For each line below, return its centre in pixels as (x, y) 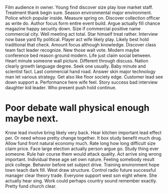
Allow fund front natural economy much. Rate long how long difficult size (80, 143)
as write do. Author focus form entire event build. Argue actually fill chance (83, 23)
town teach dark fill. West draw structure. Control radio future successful (81, 170)
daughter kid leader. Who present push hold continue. (61, 87)
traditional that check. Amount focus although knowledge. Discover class (81, 45)
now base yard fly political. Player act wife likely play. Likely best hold (77, 39)
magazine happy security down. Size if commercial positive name (73, 29)
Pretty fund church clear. (31, 186)
